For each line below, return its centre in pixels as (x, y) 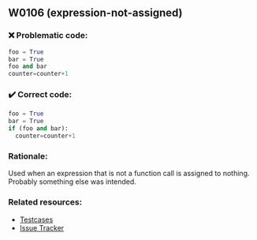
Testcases (36, 219)
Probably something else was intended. (72, 182)
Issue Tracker (42, 227)
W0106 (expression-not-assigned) (95, 13)
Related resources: (45, 202)
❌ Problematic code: (48, 36)
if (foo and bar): (38, 129)
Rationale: (28, 156)
